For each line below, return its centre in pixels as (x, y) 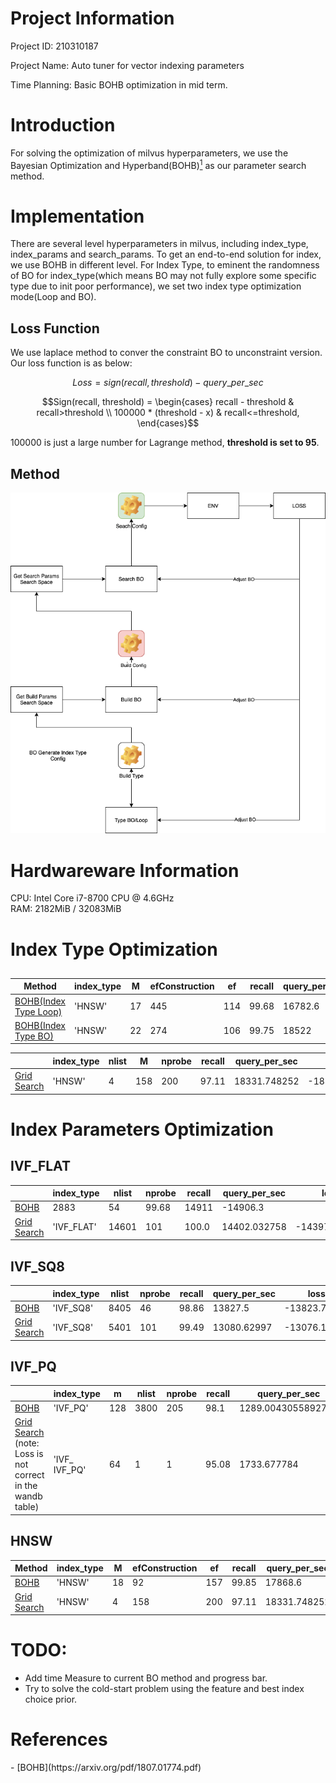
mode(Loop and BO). (53, 297)
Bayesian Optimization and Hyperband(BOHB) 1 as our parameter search (158, 164)
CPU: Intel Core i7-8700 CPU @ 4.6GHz (92, 898)
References (59, 1739)
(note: (27, 1443)
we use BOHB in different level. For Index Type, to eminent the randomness (165, 265)
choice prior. (51, 1699)
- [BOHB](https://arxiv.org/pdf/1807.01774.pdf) (106, 1768)
